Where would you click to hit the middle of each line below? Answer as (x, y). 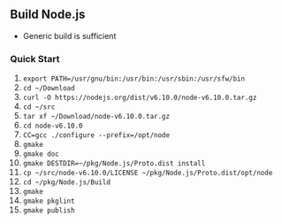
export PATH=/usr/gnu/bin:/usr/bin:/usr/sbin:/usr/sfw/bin (134, 79)
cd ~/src (39, 107)
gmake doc (41, 154)
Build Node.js (48, 15)
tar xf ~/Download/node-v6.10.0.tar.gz (96, 117)
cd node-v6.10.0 (53, 126)
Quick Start (35, 58)
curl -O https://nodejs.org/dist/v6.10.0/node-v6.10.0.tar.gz (140, 98)
